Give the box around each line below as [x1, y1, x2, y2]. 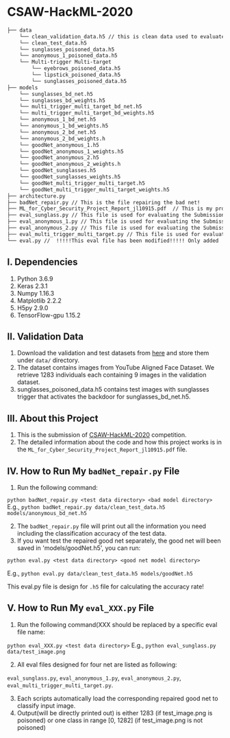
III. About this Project [7, 412, 99, 424]
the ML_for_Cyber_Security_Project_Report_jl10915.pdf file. [16, 445, 188, 453]
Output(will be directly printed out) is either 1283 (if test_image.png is [16, 709, 213, 717]
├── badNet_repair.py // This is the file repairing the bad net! [7, 199, 201, 206]
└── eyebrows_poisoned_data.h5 [31, 65, 121, 72]
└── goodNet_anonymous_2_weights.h [19, 160, 121, 168]
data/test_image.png [7, 648, 66, 655]
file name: [16, 628, 46, 636]
